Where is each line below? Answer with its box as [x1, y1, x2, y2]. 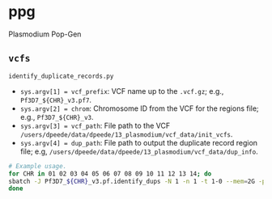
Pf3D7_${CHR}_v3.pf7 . [19, 95, 91, 104]
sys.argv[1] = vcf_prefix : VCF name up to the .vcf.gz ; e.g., [19, 86, 224, 95]
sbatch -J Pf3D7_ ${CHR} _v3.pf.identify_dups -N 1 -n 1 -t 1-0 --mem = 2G [8, 177, 255, 185]
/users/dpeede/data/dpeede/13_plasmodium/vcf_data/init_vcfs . [19, 129, 233, 139]
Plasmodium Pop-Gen [8, 29, 82, 39]
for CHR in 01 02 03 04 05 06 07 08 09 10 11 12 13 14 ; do [8, 169, 212, 178]
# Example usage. [8, 162, 67, 170]
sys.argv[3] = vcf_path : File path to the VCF [19, 121, 171, 130]
